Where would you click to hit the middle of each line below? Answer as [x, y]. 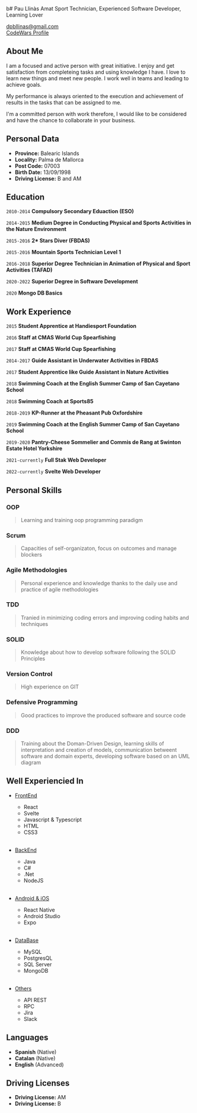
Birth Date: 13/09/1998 [43, 172]
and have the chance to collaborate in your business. [71, 120]
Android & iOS [32, 898]
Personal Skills [34, 490]
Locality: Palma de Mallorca [49, 159]
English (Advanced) [39, 1064]
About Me [25, 51]
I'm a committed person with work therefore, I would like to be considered [96, 114]
